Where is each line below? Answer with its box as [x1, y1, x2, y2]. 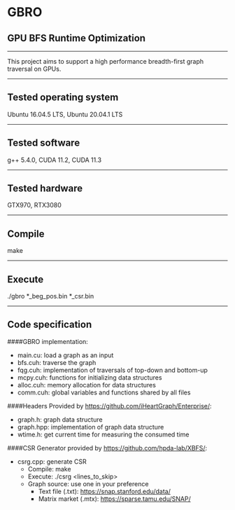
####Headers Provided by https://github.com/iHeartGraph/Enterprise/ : [7, 401, 212, 410]
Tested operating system [7, 92, 119, 104]
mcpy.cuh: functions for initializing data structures [17, 373, 162, 382]
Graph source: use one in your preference [27, 479, 149, 488]
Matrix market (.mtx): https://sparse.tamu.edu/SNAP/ [38, 495, 191, 503]
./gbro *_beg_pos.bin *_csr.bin [7, 292, 94, 301]
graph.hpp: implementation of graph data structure [17, 422, 164, 431]
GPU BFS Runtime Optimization [7, 32, 145, 44]
